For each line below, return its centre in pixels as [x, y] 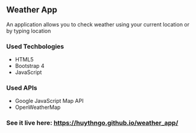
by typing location [29, 31]
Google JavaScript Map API [49, 101]
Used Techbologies [35, 46]
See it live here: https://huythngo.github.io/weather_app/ [92, 123]
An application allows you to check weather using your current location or [98, 24]
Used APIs [22, 88]
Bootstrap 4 [30, 66]
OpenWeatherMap [38, 107]
